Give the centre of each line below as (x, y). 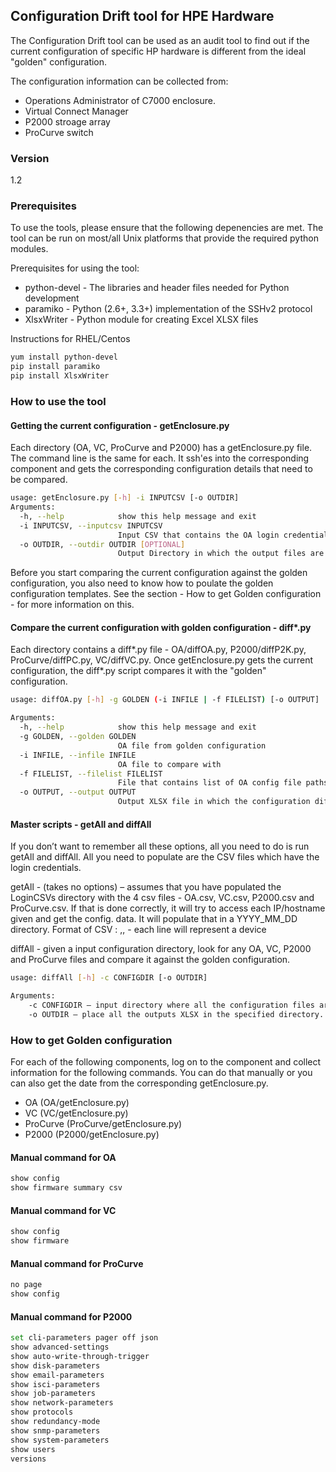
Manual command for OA (63, 1157)
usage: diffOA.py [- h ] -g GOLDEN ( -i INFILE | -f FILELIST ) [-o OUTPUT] (165, 700)
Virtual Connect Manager (76, 111)
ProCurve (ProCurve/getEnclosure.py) (103, 1124)
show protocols (42, 1412)
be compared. (39, 480)
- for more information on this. (72, 605)
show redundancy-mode (55, 1422)
